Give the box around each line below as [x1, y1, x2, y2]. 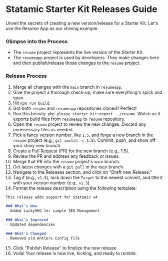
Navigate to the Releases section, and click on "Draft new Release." [12, 169, 152, 175]
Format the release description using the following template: [12, 185, 137, 191]
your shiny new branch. [12, 142, 62, 148]
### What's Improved [5, 217, 49, 222]
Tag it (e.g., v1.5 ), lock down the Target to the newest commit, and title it [12, 174, 163, 180]
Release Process [5, 73, 47, 80]
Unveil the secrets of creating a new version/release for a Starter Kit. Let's [5, 20, 158, 26]
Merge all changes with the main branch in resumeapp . [12, 84, 122, 90]
